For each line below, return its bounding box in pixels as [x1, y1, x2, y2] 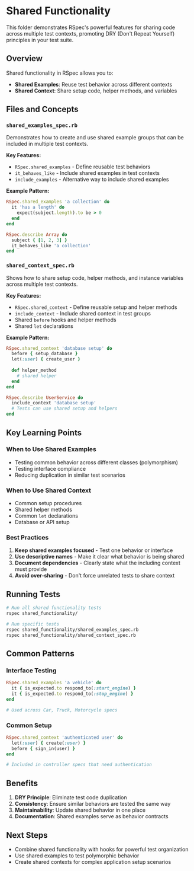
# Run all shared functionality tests [6, 605, 102, 611]
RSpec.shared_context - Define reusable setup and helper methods [14, 304, 177, 311]
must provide [14, 566, 47, 573]
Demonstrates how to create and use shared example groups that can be [6, 134, 185, 141]
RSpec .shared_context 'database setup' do [6, 345, 112, 351]
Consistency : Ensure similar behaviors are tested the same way [14, 800, 171, 808]
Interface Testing [6, 666, 57, 674]
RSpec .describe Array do [6, 231, 67, 238]
